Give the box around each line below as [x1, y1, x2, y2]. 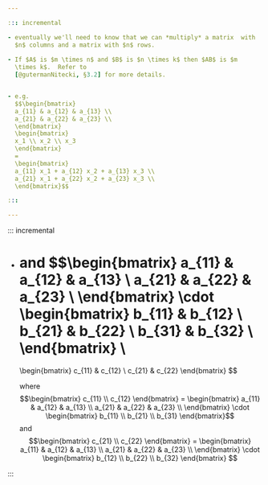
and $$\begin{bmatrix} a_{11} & [18, 254, 234, 272]
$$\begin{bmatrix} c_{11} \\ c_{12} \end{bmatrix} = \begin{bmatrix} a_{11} [19, 394, 261, 404]
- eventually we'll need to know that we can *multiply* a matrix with [7, 33, 256, 41]
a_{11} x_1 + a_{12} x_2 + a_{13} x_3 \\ [14, 166, 156, 175]
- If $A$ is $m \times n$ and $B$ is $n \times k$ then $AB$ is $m [7, 55, 238, 64]
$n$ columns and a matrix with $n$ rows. [14, 41, 156, 49]
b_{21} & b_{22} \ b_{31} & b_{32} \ [18, 323, 254, 340]
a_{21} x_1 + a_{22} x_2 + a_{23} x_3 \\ [14, 175, 156, 183]
